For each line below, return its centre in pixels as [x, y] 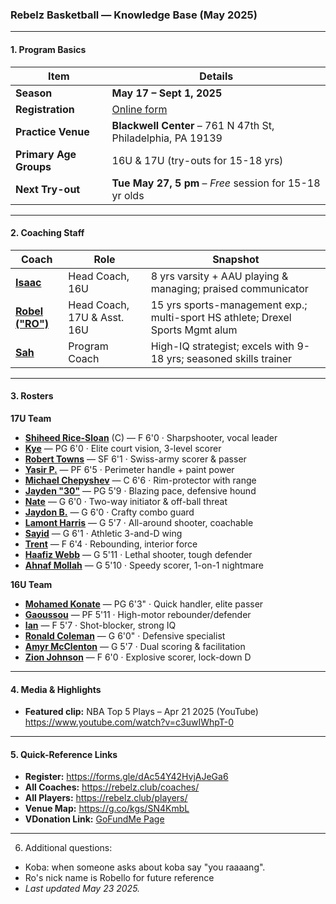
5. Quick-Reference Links [64, 754]
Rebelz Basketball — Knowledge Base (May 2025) [134, 15]
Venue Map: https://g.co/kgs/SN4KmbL [107, 809]
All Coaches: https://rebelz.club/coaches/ [112, 787]
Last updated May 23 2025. [82, 889]
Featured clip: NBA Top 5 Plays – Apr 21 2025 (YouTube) [141, 712]
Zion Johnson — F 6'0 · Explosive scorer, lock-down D [138, 657]
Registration [45, 109]
